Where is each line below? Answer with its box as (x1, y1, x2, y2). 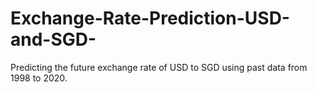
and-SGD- (10, 28, 97, 51)
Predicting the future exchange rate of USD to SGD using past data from (10, 61, 308, 73)
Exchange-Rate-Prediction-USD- (10, 7, 290, 30)
